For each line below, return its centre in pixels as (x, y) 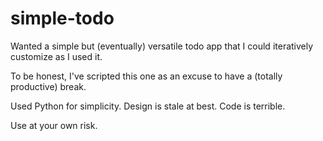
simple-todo (62, 18)
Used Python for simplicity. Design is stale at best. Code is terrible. (148, 106)
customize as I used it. (56, 56)
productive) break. (48, 86)
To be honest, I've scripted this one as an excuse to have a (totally (146, 76)
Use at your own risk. (54, 125)
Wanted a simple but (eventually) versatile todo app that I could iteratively (162, 46)
